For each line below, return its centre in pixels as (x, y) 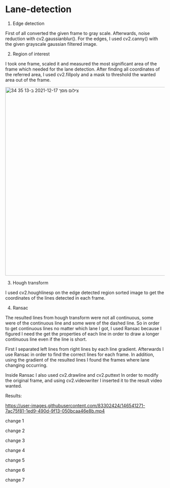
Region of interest (31, 54)
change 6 (15, 470)
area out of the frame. (28, 80)
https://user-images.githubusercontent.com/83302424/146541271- (75, 405)
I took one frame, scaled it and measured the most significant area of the (81, 63)
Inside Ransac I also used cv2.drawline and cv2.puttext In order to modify (82, 375)
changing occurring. (27, 365)
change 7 (15, 480)
